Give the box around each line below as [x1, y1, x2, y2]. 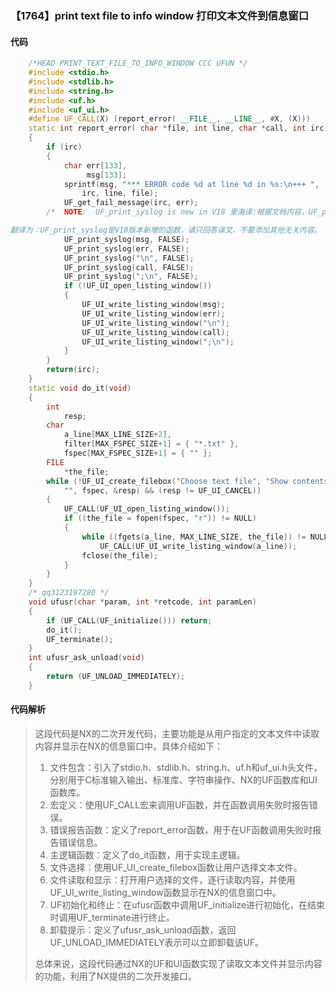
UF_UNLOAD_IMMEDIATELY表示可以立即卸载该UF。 [49, 936, 265, 948]
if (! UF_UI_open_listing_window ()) [63, 281, 213, 291]
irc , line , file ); [81, 188, 159, 199]
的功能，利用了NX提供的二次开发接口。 [34, 970, 197, 982]
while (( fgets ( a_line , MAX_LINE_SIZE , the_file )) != [81, 532, 307, 542]
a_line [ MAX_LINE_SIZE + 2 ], [63, 430, 172, 440]
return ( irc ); [46, 365, 101, 375]
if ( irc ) [46, 142, 83, 152]
